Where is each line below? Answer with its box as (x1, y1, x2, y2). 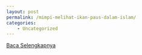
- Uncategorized (17, 25, 59, 32)
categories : (6, 20, 36, 26)
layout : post (6, 8, 39, 15)
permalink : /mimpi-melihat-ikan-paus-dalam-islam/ (6, 14, 137, 20)
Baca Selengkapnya (6, 42, 56, 49)
